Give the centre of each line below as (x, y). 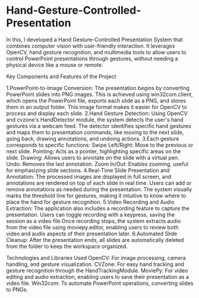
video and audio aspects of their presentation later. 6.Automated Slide (91, 234)
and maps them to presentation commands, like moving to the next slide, (95, 132)
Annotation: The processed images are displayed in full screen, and (89, 176)
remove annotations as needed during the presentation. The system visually (99, 189)
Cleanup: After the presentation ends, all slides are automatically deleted (95, 240)
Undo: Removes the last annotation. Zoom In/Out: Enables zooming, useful (97, 164)
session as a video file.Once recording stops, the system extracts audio (94, 221)
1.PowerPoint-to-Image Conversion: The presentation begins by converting (98, 88)
